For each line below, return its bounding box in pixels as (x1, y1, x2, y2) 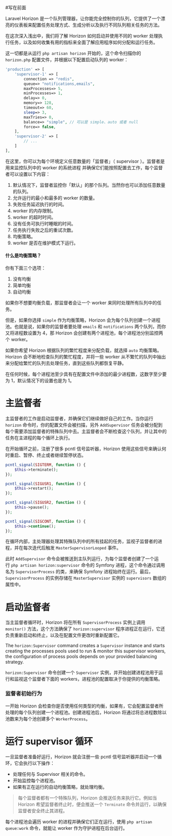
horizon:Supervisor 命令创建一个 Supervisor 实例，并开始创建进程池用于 (5, 669, 159, 675)
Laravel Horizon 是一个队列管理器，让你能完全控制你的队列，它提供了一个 (5, 15, 161, 22)
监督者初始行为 (5, 690, 42, 697)
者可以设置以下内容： (5, 171, 50, 177)
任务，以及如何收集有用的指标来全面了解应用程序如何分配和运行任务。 (9, 39, 158, 45)
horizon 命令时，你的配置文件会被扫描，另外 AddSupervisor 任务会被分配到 (5, 421, 163, 428)
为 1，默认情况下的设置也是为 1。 (5, 377, 75, 383)
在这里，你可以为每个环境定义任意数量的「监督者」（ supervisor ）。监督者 (5, 158, 161, 164)
